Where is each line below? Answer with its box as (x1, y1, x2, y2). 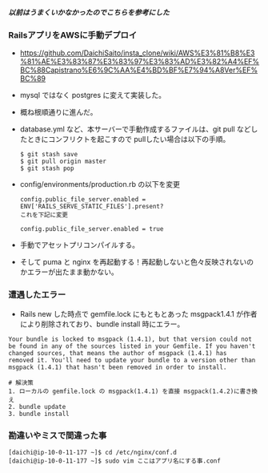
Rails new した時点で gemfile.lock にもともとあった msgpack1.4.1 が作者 (19, 309, 258, 318)
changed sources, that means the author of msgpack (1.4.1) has (8, 349, 227, 357)
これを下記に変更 (19, 211, 68, 220)
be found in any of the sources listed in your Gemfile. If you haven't (8, 342, 256, 350)
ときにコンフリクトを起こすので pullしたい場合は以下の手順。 (26, 135, 230, 144)
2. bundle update (8, 402, 66, 410)
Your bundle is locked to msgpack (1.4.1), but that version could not (8, 335, 252, 343)
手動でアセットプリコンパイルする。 (19, 241, 140, 250)
